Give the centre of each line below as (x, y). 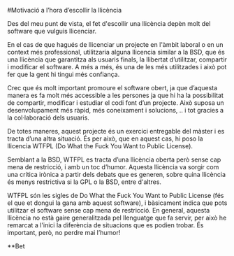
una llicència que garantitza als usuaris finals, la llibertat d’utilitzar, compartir (117, 59)
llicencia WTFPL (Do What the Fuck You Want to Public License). (100, 146)
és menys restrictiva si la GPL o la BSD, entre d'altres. (85, 182)
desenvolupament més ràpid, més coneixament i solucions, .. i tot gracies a (116, 110)
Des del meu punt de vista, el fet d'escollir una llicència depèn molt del (109, 23)
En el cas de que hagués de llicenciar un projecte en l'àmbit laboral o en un (115, 44)
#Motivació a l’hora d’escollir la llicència (65, 10)
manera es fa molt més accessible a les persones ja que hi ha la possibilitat (115, 95)
